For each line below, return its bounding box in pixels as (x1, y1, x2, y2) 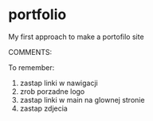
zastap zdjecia (19, 103, 68, 113)
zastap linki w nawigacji (19, 78, 98, 88)
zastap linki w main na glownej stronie (19, 95, 145, 104)
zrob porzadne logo (19, 86, 85, 96)
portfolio (8, 6, 67, 24)
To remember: (8, 62, 55, 72)
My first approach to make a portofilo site (8, 32, 145, 41)
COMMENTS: (8, 47, 53, 57)
